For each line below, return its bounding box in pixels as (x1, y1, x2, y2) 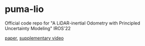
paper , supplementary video (5, 35, 64, 41)
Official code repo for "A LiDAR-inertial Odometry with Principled (5, 20, 140, 26)
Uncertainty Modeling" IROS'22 (5, 25, 71, 31)
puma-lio (5, 3, 44, 15)
